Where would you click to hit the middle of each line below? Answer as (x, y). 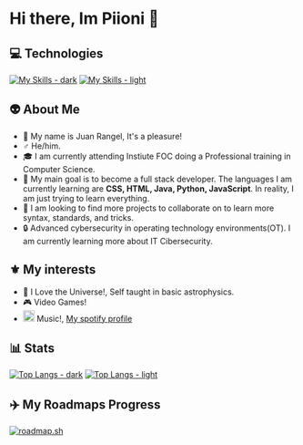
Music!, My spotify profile (84, 318)
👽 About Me (45, 110)
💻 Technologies (56, 53)
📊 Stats (32, 349)
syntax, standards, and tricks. (78, 217)
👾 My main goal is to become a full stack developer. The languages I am (157, 179)
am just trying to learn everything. (86, 198)
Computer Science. (59, 169)
